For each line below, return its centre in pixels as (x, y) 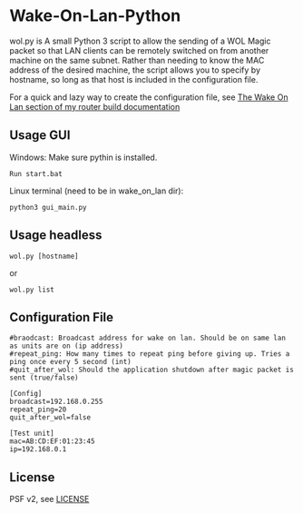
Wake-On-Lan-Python (95, 16)
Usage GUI (40, 136)
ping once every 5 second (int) (70, 362)
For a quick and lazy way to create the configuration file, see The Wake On (149, 97)
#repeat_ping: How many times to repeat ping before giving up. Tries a (150, 354)
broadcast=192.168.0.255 (56, 402)
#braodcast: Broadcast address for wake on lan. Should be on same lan (147, 338)
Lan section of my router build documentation (95, 106)
